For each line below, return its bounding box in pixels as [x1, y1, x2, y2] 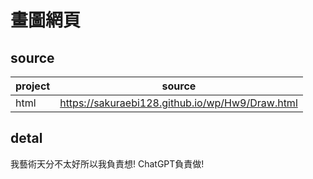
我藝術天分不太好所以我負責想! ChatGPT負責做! [10, 157, 205, 170]
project [15, 79, 51, 93]
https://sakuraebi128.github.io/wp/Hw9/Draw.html [59, 96, 298, 110]
